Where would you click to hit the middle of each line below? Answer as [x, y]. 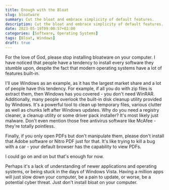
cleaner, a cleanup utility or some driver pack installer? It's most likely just [82, 115]
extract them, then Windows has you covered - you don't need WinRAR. [80, 93]
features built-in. [22, 73]
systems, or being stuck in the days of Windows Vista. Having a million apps [84, 171]
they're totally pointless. [30, 126]
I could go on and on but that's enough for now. [55, 156]
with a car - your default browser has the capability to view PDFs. [73, 147]
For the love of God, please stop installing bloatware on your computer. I [80, 57]
